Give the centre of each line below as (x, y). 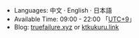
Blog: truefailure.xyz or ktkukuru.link (66, 27)
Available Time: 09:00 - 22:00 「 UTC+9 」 (74, 19)
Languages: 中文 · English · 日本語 (63, 10)
